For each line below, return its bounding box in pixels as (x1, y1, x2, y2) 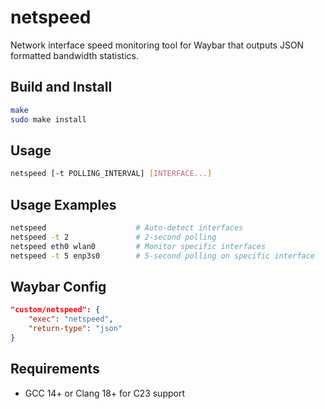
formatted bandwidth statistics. (10, 49, 139, 61)
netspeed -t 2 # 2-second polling (10, 232, 217, 242)
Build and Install (10, 79, 113, 96)
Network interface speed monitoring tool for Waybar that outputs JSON (10, 39, 305, 51)
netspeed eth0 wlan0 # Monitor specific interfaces (10, 241, 267, 251)
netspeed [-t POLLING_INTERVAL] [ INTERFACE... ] (10, 169, 213, 179)
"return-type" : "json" (28, 324, 123, 334)
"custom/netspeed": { (10, 305, 101, 315)
